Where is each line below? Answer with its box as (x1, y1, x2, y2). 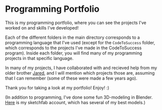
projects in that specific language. (5, 55, 74, 61)
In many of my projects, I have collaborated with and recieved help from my (5, 65, 158, 71)
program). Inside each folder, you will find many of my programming (5, 50, 142, 56)
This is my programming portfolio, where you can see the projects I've (5, 20, 147, 26)
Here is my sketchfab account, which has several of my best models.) (5, 99, 146, 105)
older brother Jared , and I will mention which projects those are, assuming (5, 70, 155, 76)
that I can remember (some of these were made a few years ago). (5, 75, 138, 81)
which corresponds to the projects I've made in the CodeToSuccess (5, 45, 142, 51)
